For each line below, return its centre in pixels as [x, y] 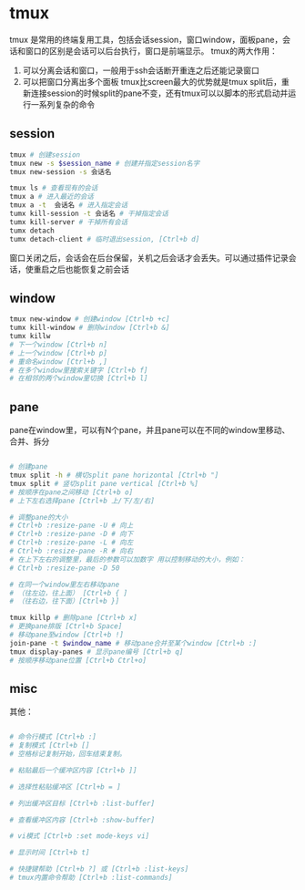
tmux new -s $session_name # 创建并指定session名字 [105, 163]
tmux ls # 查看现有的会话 [54, 188]
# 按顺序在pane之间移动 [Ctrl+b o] [71, 492]
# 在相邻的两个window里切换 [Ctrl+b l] [79, 378]
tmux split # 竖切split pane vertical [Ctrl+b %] [104, 483]
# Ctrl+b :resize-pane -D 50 [65, 568]
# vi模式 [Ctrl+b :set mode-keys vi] [80, 836]
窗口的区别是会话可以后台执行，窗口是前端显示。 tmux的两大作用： [151, 51]
